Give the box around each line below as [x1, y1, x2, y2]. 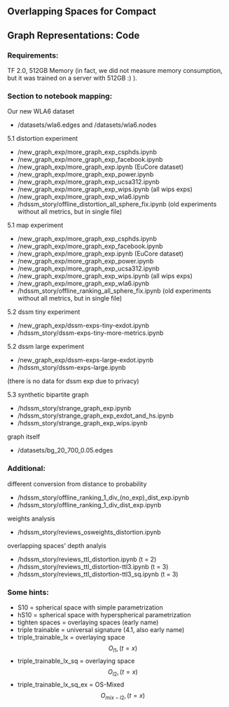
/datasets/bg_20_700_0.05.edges [17, 446, 113, 455]
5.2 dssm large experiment [7, 343, 85, 351]
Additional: [7, 464, 46, 474]
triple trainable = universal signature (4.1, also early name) [17, 625, 185, 633]
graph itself [7, 432, 41, 441]
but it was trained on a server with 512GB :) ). [7, 74, 138, 83]
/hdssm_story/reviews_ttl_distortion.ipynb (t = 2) [17, 555, 157, 563]
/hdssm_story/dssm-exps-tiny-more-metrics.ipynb [17, 329, 164, 337]
